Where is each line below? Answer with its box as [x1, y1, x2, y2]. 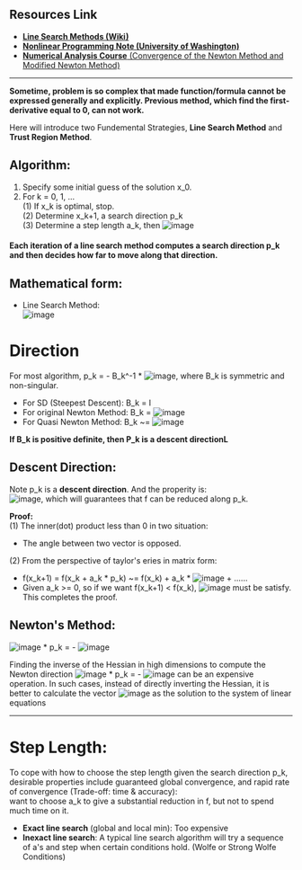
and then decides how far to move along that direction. [9, 250, 218, 261]
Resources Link [9, 7, 98, 22]
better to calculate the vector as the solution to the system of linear [9, 688, 292, 698]
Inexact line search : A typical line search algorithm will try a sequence [22, 831, 284, 843]
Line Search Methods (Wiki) [22, 31, 129, 41]
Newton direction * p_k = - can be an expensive [9, 669, 254, 679]
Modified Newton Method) [22, 59, 120, 70]
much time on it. [9, 804, 69, 816]
